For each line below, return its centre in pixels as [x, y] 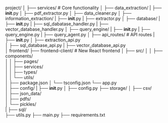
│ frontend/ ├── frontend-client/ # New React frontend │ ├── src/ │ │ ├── [84, 51]
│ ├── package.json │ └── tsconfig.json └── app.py [61, 83]
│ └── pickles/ [21, 104]
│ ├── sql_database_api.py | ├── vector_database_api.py [66, 45]
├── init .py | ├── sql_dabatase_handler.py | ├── [57, 24]
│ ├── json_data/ [23, 94]
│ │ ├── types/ [21, 72]
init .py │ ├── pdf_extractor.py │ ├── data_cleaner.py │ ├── [68, 13]
